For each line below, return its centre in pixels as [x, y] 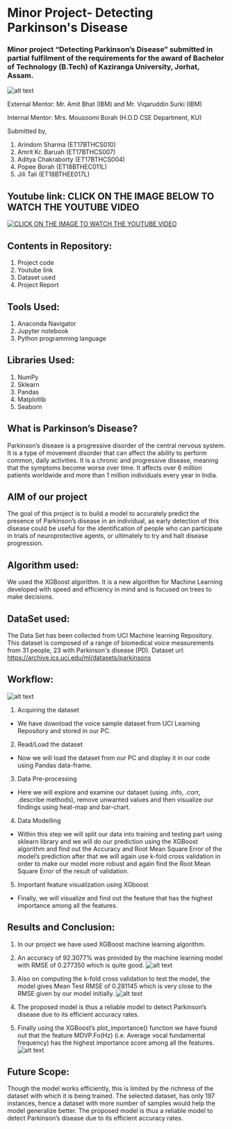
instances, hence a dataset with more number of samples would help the [111, 1103]
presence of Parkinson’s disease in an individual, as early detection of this [113, 521]
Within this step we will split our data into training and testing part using [119, 834]
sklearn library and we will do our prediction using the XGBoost [107, 841]
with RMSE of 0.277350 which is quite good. [81, 965]
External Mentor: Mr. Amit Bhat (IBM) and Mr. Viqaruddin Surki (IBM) [105, 104]
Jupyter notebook [43, 331]
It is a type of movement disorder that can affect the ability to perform [107, 453]
